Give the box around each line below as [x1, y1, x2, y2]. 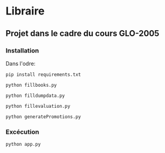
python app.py [5, 142, 41, 148]
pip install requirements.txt [5, 71, 82, 78]
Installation [5, 46, 40, 55]
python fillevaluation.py [5, 103, 70, 109]
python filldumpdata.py [5, 92, 65, 99]
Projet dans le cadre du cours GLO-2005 [5, 28, 160, 39]
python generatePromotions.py [5, 113, 82, 120]
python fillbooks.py [5, 82, 58, 88]
